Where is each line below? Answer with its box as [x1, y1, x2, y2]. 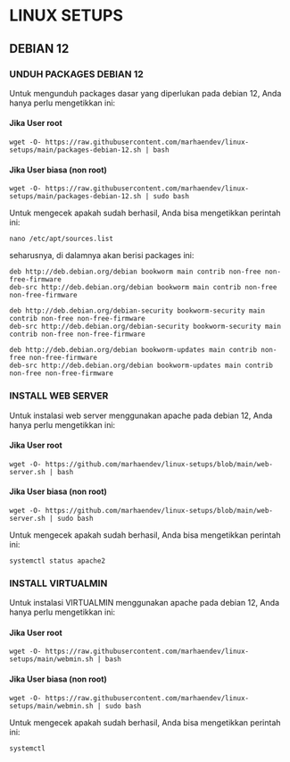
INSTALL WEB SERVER [9, 389, 109, 402]
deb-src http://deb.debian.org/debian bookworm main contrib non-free [9, 283, 278, 292]
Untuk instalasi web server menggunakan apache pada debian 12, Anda [9, 410, 273, 421]
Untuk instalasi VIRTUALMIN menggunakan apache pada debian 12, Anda [9, 598, 279, 608]
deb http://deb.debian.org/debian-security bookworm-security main [9, 306, 266, 315]
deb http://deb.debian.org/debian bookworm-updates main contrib [9, 346, 257, 355]
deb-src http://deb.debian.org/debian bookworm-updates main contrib [9, 361, 274, 371]
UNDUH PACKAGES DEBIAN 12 [9, 68, 145, 80]
